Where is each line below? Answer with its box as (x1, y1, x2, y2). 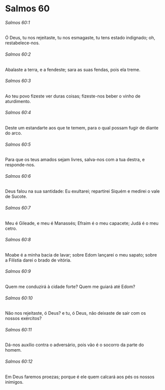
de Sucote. (5, 194, 27, 199)
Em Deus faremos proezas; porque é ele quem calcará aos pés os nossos (5, 374, 155, 380)
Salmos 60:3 (5, 78, 31, 84)
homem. (5, 347, 22, 353)
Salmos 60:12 (5, 358, 33, 364)
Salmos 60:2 (5, 51, 31, 57)
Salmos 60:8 (5, 237, 31, 243)
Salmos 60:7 (5, 205, 31, 211)
